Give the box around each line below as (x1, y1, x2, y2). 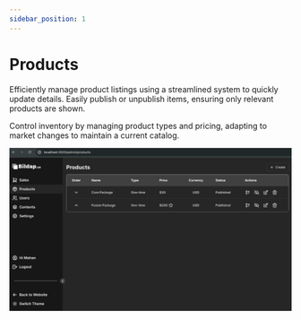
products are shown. (9, 103, 86, 114)
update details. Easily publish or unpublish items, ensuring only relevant (9, 93, 274, 104)
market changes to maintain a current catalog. (9, 130, 180, 141)
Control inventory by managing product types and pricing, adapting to (9, 120, 267, 131)
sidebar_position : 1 (9, 14, 87, 23)
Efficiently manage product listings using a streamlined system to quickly (9, 83, 279, 94)
